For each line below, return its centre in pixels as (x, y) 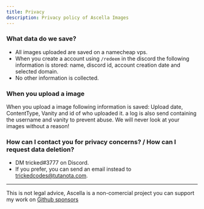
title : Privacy (25, 12)
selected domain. (37, 71)
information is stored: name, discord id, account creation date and (98, 65)
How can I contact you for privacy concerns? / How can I (91, 142)
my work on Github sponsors (42, 200)
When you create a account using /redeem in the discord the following (102, 58)
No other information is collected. (57, 78)
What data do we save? (42, 39)
